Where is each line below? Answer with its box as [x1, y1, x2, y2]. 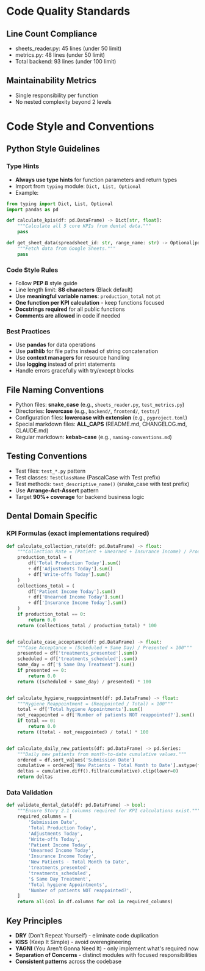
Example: [15, 189, 39, 196]
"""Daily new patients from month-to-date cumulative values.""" [17, 751, 187, 757]
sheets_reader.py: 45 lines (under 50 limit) [15, 45, 122, 52]
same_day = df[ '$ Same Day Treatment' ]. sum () [17, 661, 135, 668]
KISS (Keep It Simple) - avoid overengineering [15, 938, 131, 945]
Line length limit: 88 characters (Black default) [15, 286, 133, 293]
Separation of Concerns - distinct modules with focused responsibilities [15, 951, 198, 958]
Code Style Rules [6, 266, 59, 274]
